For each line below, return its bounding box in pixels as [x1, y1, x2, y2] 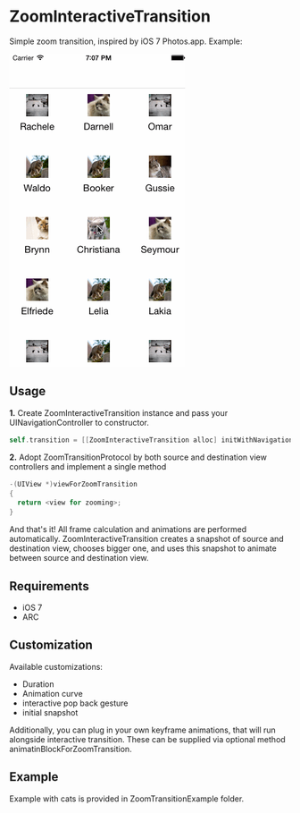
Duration [21, 678, 54, 690]
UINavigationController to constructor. [9, 417, 150, 428]
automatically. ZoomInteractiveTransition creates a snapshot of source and [9, 534, 284, 545]
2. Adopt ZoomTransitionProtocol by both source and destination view [9, 452, 268, 462]
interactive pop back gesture [21, 698, 129, 708]
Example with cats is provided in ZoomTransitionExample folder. [9, 793, 245, 804]
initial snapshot [21, 707, 79, 717]
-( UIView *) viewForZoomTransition [9, 479, 138, 488]
